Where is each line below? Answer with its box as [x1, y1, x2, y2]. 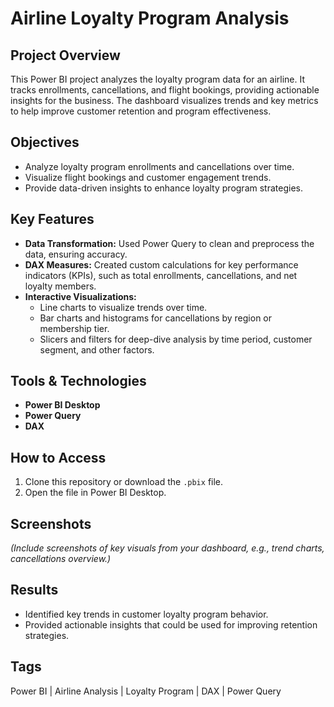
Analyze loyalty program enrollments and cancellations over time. [24, 160, 295, 172]
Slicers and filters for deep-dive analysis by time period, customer [39, 333, 313, 345]
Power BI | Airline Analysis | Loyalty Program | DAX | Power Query [10, 685, 282, 697]
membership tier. [39, 322, 110, 334]
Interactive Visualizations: [24, 290, 137, 302]
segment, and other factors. [39, 343, 155, 356]
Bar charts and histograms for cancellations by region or [39, 312, 273, 324]
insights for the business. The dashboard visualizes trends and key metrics [10, 95, 319, 106]
